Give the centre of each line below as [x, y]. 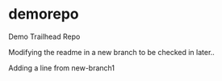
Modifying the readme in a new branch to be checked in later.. [112, 52]
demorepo [44, 14]
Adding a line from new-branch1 [62, 68]
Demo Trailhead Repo [44, 36]
